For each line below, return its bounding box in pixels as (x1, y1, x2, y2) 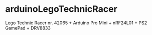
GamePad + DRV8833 (5, 25, 51, 31)
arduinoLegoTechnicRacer (5, 3, 118, 15)
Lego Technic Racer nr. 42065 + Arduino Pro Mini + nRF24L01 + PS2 (5, 20, 147, 26)
